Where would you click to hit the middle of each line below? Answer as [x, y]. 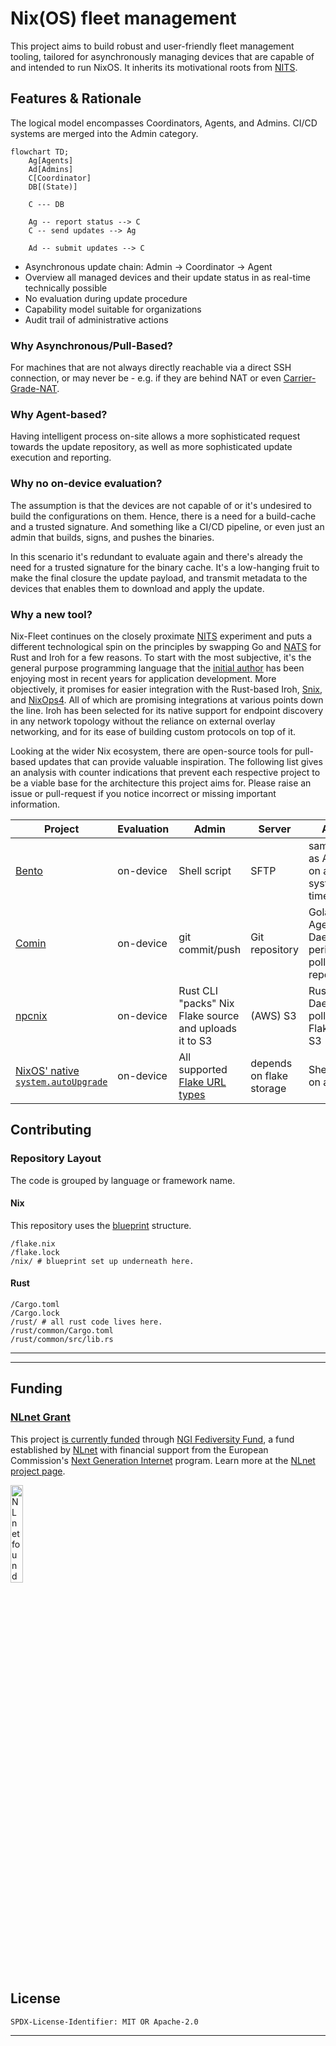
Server [275, 829]
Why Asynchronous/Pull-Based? [91, 345]
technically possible [66, 288]
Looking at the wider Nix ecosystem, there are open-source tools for [151, 751]
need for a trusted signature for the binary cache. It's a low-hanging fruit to [165, 567]
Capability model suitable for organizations [113, 309]
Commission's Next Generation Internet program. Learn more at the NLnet [163, 1460]
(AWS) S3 [273, 1015]
